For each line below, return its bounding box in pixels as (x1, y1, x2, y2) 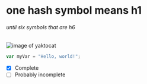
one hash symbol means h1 (6, 4, 142, 17)
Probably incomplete (14, 71, 66, 78)
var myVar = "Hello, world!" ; (6, 54, 81, 60)
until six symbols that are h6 (6, 23, 76, 30)
